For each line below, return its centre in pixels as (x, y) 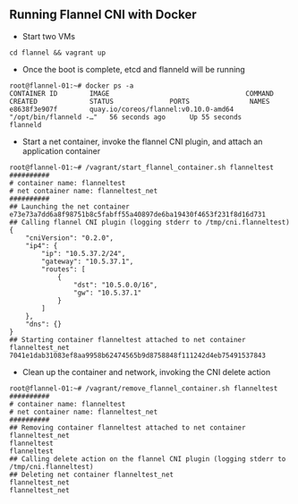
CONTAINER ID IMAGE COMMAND (142, 93)
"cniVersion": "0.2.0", (70, 238)
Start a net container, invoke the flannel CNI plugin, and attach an (142, 141)
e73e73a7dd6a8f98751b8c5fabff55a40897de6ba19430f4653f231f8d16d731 (138, 214)
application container (61, 150)
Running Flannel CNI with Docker (103, 15)
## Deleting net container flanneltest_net (92, 474)
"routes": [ (64, 269)
